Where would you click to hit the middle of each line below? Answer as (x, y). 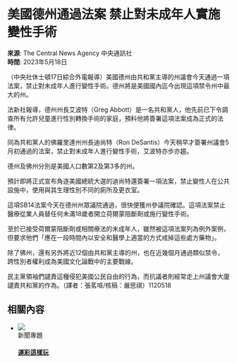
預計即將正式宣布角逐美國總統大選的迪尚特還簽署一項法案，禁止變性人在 (112, 181)
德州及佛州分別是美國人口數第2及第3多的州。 (73, 166)
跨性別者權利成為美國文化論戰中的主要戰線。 (72, 261)
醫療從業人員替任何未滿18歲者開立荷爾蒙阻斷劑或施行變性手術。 (100, 213)
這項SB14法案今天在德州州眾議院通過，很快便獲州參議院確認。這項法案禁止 (116, 205)
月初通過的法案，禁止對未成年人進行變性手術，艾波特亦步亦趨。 (100, 151)
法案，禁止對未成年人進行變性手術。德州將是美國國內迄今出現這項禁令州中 (115, 85)
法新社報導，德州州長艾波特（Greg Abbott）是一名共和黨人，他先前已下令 (115, 109)
